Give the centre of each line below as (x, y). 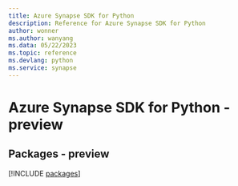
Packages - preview (59, 154)
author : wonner (34, 30)
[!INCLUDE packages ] (44, 173)
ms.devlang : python (41, 61)
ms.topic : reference (43, 53)
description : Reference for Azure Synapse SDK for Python (107, 23)
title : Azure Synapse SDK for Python (71, 16)
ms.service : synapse (43, 68)
